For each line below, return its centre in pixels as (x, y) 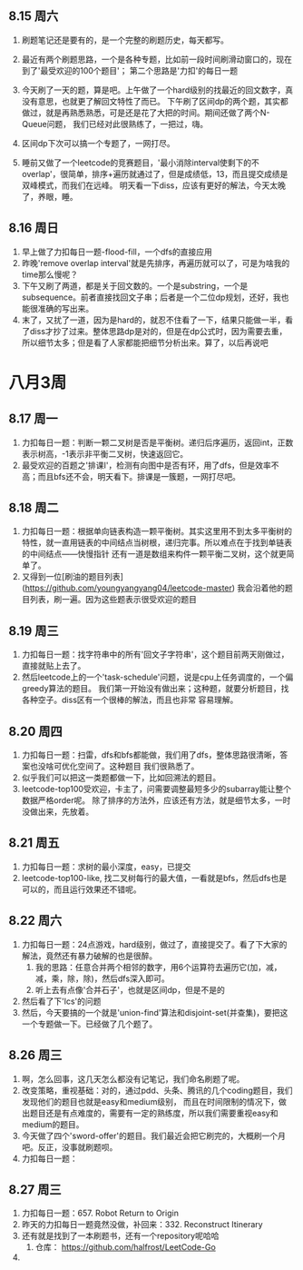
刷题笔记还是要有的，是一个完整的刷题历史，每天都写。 (125, 40)
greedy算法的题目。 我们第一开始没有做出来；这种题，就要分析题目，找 (155, 689)
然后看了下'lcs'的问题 (61, 1001)
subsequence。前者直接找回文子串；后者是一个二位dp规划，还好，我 (151, 297)
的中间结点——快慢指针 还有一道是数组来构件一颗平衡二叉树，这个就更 (154, 554)
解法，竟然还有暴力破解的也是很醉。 (89, 956)
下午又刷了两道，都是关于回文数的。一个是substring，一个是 (135, 285)
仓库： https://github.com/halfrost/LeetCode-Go (126, 1247)
